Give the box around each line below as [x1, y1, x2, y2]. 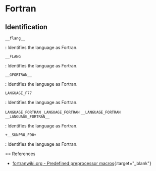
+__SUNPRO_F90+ [5, 132, 37, 137]
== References [5, 151, 36, 157]
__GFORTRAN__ [5, 72, 32, 77]
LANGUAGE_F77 [5, 91, 32, 96]
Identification [5, 23, 48, 31]
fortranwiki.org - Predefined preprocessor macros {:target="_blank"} [12, 161, 152, 166]
